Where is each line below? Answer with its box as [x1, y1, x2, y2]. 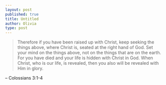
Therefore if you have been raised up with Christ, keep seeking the [17, 39, 155, 45]
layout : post [5, 7, 32, 12]
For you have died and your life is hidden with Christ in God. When [17, 55, 153, 61]
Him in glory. [17, 65, 44, 72]
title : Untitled [5, 16, 39, 21]
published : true [5, 12, 39, 17]
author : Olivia [5, 21, 37, 26]
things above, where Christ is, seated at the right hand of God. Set [17, 44, 153, 50]
